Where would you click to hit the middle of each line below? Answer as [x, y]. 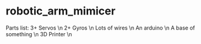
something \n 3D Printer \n [39, 34]
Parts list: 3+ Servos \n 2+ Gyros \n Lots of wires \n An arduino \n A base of [101, 28]
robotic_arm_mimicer [61, 11]
